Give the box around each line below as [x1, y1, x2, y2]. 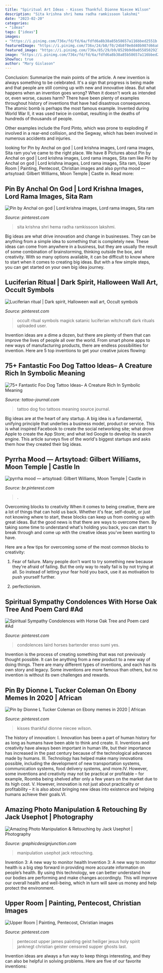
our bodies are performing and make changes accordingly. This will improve [5, 875, 157, 880]
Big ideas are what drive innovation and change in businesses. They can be [5, 233, 156, 239]
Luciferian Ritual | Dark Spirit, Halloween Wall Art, [5, 278, 158, 287]
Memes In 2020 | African [5, 694, 82, 702]
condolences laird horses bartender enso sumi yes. [16, 642, 120, 648]
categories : [5, 20, 29, 26]
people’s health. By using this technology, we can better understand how [5, 869, 150, 876]
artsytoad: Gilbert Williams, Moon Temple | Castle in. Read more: [5, 171, 134, 177]
